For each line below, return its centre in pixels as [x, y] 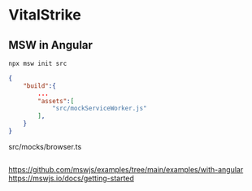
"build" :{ [40, 86]
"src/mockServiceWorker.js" [100, 109]
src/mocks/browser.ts [45, 146]
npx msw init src [38, 63]
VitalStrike [45, 15]
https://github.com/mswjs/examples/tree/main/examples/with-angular [126, 169]
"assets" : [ [56, 101]
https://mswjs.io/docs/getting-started [71, 178]
